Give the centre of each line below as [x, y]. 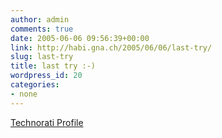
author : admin [40, 19]
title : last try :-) [53, 66]
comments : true [42, 29]
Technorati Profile [47, 122]
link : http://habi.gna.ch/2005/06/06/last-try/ [111, 47]
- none [24, 94]
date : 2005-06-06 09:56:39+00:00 [80, 38]
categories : [35, 85]
